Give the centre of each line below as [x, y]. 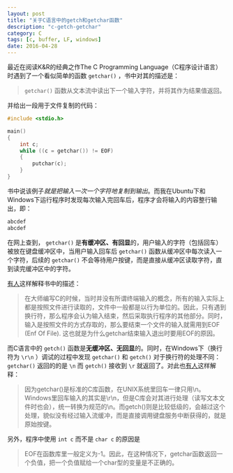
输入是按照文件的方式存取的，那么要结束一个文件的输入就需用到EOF [122, 324]
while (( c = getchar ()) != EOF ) [67, 151]
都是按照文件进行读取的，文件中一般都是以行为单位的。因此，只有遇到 [125, 307]
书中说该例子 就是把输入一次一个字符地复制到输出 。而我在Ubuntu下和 [106, 191]
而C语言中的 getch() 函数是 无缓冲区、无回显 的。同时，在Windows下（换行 [115, 348]
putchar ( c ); [50, 164]
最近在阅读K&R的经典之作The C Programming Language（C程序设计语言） [114, 67]
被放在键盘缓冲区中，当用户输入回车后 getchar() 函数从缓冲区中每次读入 [112, 251]
